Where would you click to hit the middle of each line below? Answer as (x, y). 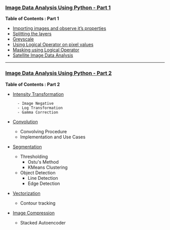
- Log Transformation (40, 108)
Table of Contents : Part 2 (33, 84)
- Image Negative (36, 103)
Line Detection (43, 178)
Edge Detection (44, 183)
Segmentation (27, 146)
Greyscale (23, 39)
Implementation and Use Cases (53, 137)
